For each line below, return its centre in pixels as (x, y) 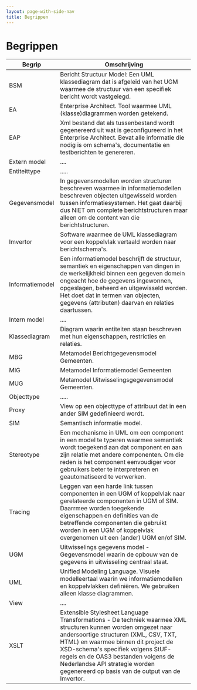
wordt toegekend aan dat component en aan (121, 447)
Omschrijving (124, 65)
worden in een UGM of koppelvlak (107, 530)
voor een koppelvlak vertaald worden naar (118, 242)
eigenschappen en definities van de (109, 516)
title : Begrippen (27, 17)
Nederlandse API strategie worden (108, 664)
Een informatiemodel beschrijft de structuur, (121, 259)
